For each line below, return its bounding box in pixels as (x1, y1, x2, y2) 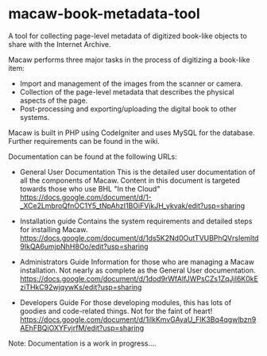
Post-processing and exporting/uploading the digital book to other (19, 104, 237, 114)
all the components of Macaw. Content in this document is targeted (19, 176, 240, 185)
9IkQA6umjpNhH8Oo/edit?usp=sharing (19, 242, 149, 251)
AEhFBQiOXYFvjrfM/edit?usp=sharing (19, 323, 145, 332)
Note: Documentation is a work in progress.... (8, 339, 157, 348)
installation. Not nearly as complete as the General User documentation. (19, 265, 256, 275)
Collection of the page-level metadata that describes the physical (19, 87, 234, 96)
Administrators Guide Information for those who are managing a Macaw (19, 257, 255, 266)
